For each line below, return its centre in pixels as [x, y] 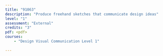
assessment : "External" [29, 23]
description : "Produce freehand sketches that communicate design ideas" [82, 14]
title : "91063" [21, 9]
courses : [14, 37]
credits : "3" [18, 28]
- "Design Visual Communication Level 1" [57, 41]
